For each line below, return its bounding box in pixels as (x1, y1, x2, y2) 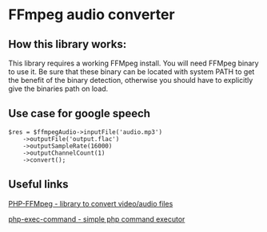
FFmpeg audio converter (8, 6, 175, 24)
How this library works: (8, 37, 127, 51)
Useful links (8, 178, 70, 191)
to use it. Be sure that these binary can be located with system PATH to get (8, 67, 255, 77)
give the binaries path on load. (8, 84, 109, 93)
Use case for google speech (8, 107, 150, 120)
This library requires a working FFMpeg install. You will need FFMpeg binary (8, 58, 259, 68)
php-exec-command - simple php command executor (8, 214, 185, 224)
